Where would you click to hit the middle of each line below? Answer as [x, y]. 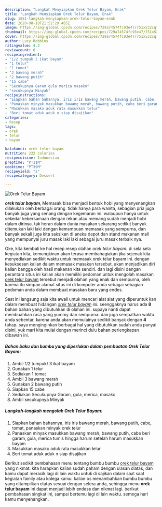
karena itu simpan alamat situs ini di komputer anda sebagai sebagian [74, 285]
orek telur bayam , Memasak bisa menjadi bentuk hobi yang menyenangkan [80, 203]
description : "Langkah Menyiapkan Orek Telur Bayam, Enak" [66, 9]
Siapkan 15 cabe [28, 389]
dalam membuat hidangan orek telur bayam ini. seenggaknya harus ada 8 [78, 304]
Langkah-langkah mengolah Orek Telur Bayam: [54, 411]
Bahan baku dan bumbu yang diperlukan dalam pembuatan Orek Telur [78, 346]
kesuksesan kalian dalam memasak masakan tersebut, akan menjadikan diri [80, 264]
